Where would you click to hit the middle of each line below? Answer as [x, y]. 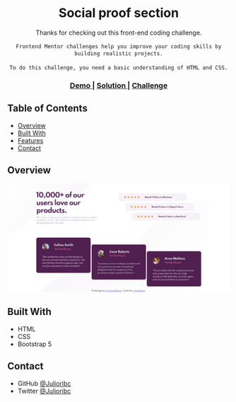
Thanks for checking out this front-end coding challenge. [119, 33]
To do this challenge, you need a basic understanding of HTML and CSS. [119, 68]
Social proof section [119, 13]
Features [30, 140]
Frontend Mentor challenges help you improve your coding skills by [119, 46]
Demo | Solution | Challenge [119, 85]
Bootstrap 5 [35, 344]
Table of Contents [48, 109]
